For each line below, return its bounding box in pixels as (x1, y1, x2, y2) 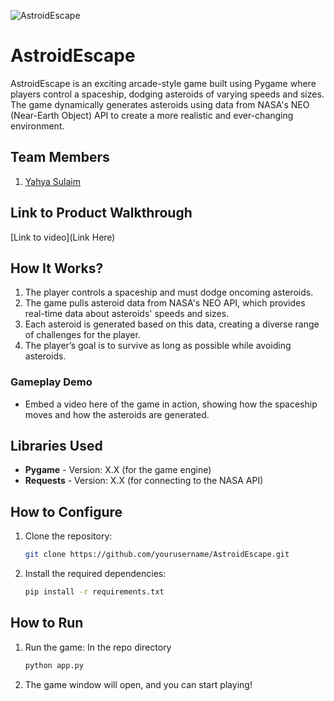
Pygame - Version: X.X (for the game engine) (24, 464, 212, 476)
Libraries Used (10, 438, 103, 455)
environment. (10, 120, 65, 132)
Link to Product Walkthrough (10, 205, 193, 222)
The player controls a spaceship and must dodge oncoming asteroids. (24, 286, 314, 299)
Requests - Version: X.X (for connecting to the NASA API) (24, 475, 264, 487)
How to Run (10, 615, 84, 632)
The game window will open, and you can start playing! (24, 678, 253, 690)
